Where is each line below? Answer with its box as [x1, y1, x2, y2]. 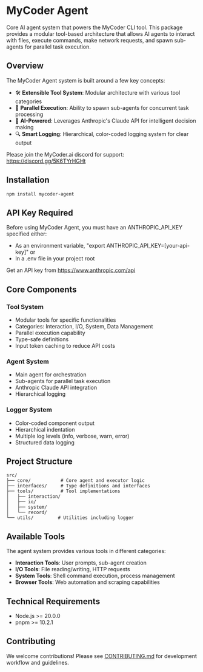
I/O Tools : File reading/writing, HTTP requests [15, 566, 130, 573]
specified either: [6, 230, 47, 237]
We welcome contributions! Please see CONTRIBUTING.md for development [6, 652, 197, 659]
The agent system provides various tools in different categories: [6, 548, 166, 555]
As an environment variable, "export [15, 242, 105, 249]
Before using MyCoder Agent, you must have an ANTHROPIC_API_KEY [6, 224, 183, 231]
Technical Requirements [6, 596, 101, 606]
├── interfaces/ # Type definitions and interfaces [6, 483, 150, 489]
